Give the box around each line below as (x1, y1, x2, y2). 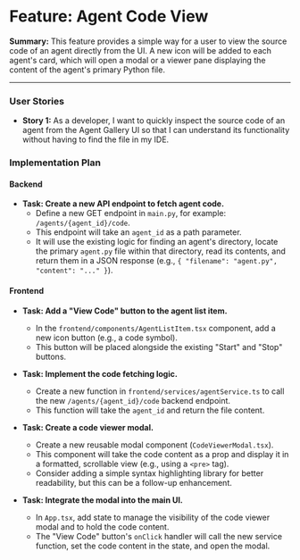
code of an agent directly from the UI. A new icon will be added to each (9, 45, 272, 55)
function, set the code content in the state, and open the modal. (35, 540, 271, 551)
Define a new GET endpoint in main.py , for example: (35, 208, 227, 219)
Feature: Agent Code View (9, 6, 209, 27)
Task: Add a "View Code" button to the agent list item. (21, 305, 228, 316)
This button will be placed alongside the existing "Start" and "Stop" (35, 341, 283, 352)
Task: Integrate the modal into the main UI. (21, 494, 183, 506)
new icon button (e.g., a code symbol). (35, 332, 179, 343)
